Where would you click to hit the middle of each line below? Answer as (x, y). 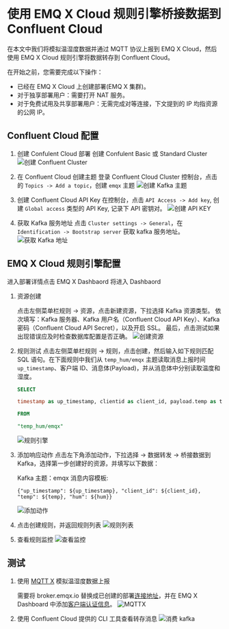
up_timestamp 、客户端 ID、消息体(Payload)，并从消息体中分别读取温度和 (119, 368)
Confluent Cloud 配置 (53, 136)
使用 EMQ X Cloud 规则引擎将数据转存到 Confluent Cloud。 (91, 57)
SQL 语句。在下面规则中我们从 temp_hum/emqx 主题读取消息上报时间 (111, 359)
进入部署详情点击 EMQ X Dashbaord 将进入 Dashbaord (84, 281)
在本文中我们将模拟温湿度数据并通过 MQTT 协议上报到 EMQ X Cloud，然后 (112, 49)
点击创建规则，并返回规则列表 (59, 525)
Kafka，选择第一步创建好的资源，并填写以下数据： (88, 463)
